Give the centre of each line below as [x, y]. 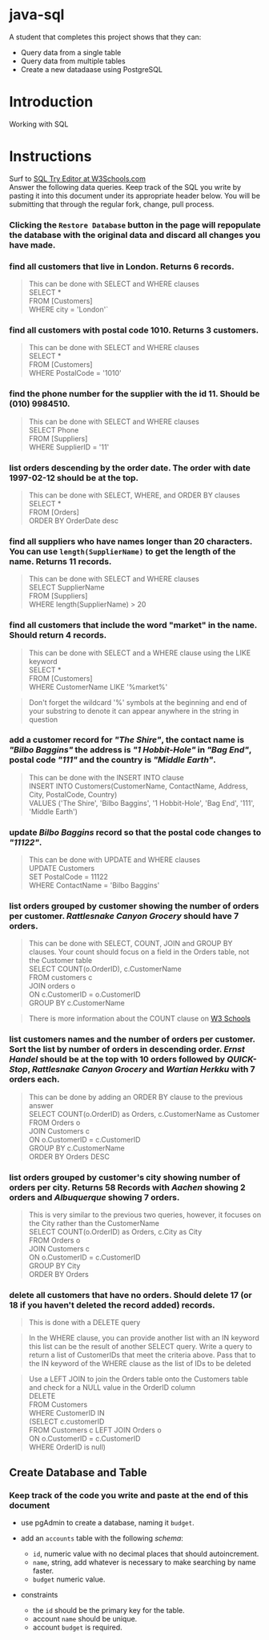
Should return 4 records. [58, 635]
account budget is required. [77, 1627]
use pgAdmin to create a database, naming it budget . [107, 1522]
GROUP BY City [54, 1266]
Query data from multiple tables [73, 61]
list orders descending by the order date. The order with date [130, 468]
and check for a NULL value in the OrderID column [112, 1388]
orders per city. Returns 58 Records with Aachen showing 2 [128, 1187]
